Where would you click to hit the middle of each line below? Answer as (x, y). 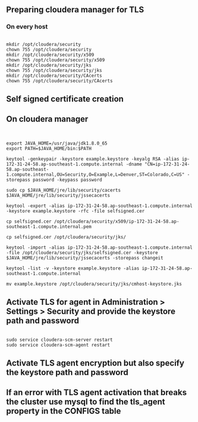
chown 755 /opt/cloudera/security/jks (54, 70)
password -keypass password (67, 180)
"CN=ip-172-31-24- (167, 164)
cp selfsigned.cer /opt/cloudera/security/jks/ (66, 237)
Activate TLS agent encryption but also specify (95, 363)
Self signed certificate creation (65, 99)
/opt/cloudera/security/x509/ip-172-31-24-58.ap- (117, 221)
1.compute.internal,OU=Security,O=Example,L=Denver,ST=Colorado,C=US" (95, 174)
